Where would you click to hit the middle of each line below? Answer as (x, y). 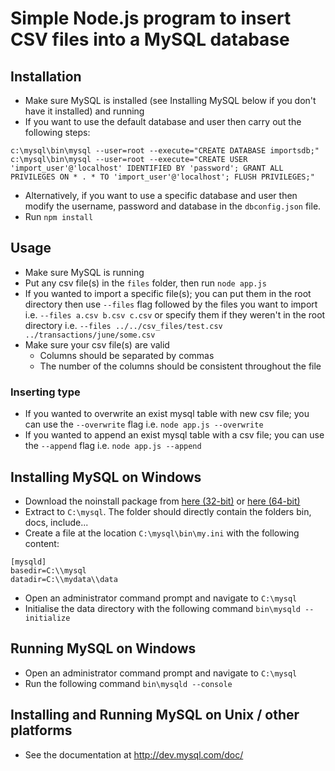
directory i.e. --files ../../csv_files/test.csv (123, 325)
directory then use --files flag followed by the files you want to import (171, 304)
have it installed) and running (84, 111)
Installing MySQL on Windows (106, 477)
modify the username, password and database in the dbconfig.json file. (173, 206)
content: (42, 543)
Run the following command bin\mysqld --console (128, 683)
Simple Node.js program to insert (151, 18)
